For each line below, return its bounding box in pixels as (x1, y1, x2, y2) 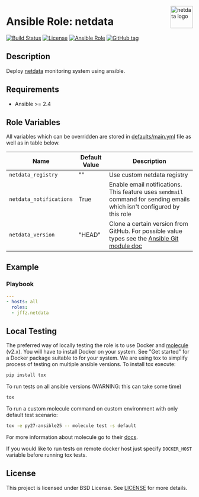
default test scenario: (6, 412, 58, 419)
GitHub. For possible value (108, 227, 182, 235)
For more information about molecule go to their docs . (6, 434, 138, 441)
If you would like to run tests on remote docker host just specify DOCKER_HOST (6, 445, 192, 452)
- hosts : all (6, 299, 38, 304)
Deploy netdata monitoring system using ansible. (6, 67, 126, 74)
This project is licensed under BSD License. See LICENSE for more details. (6, 484, 188, 491)
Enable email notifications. (108, 181, 182, 189)
